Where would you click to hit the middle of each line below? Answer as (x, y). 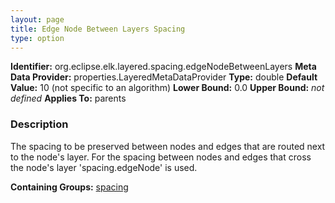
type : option (37, 38)
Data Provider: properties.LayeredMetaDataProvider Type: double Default (164, 77)
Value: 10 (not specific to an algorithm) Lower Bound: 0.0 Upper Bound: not (167, 88)
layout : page (37, 19)
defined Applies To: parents (68, 98)
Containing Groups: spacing (69, 187)
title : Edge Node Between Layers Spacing (98, 29)
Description (39, 124)
